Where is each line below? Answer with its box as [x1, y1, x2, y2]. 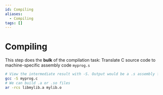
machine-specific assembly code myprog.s [5, 62, 90, 68]
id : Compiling [5, 7, 34, 12]
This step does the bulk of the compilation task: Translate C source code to [5, 57, 156, 63]
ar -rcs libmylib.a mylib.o [5, 85, 62, 90]
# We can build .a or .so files [5, 81, 70, 85]
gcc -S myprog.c [5, 76, 38, 81]
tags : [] [5, 20, 23, 26]
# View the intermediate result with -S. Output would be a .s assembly [5, 72, 155, 77]
